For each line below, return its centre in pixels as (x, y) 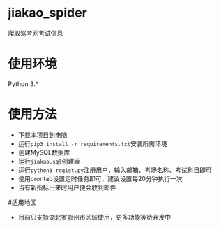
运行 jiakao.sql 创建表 (49, 161)
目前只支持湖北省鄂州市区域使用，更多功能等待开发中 (95, 217)
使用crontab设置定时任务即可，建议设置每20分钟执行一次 (100, 178)
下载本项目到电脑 (43, 135)
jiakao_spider (48, 13)
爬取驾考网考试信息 (36, 33)
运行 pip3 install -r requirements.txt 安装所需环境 (92, 143)
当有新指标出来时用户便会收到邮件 (67, 187)
